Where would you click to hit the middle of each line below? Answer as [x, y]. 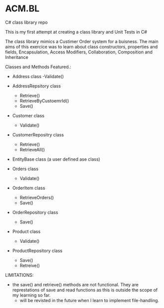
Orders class [25, 169]
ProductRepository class [37, 251]
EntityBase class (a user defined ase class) [56, 159]
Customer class [28, 115]
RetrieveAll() [32, 149]
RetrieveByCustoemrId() [44, 101]
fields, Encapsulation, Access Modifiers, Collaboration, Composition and [79, 52]
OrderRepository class [35, 212]
